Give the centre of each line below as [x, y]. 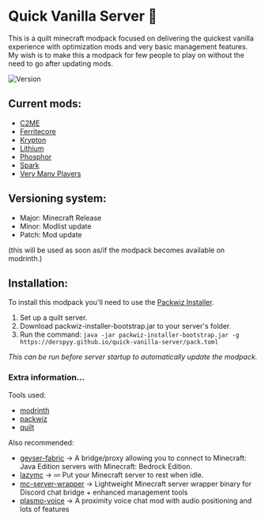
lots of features [44, 509]
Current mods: [45, 104]
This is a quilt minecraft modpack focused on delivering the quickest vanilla [131, 38]
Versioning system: [57, 199]
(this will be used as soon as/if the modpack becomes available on [117, 250]
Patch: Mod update [51, 234]
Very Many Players [50, 173]
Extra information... [47, 378]
